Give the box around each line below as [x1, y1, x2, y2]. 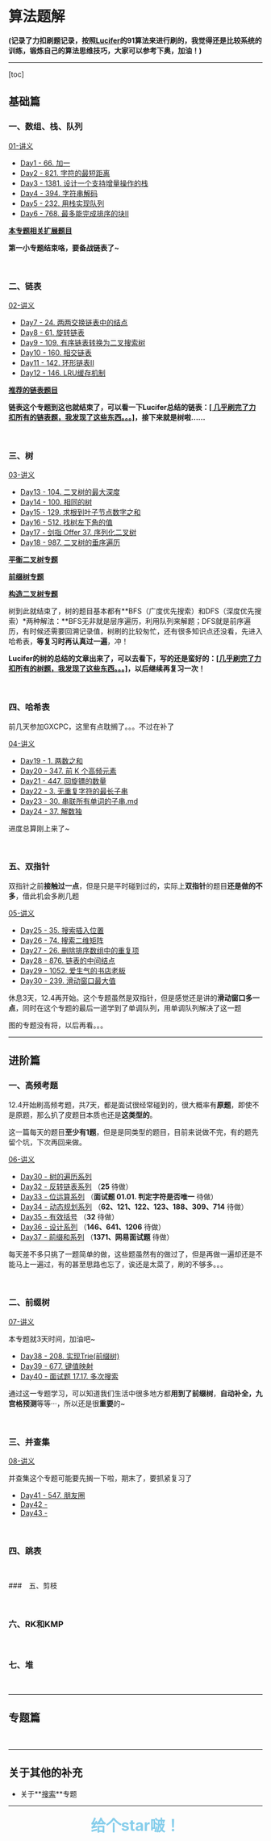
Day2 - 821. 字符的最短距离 [19, 168, 110, 178]
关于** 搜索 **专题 [19, 1789, 77, 1798]
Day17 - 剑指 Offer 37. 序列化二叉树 [19, 528, 137, 538]
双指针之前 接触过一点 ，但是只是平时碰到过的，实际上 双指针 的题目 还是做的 [8, 881, 256, 890]
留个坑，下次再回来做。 [8, 1137, 86, 1147]
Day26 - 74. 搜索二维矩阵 [19, 935, 104, 945]
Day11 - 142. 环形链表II [19, 358, 94, 367]
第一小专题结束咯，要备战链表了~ [8, 243, 119, 253]
